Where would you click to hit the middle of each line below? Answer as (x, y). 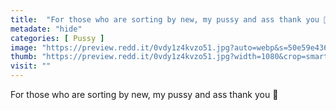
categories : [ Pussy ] (57, 38)
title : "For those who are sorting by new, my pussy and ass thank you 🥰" (171, 19)
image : (24, 47)
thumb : (24, 57)
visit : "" (31, 66)
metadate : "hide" (46, 29)
